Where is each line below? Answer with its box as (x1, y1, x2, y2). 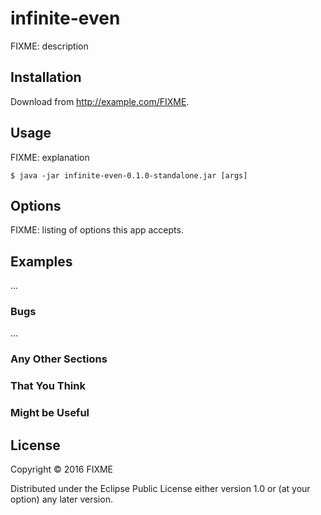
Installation (10, 69, 82, 86)
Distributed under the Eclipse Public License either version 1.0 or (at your (10, 483, 311, 495)
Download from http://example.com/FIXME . (10, 95, 190, 107)
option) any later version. (10, 493, 113, 506)
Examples (10, 253, 73, 270)
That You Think (10, 379, 86, 393)
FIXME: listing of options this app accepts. (10, 224, 184, 236)
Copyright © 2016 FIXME (10, 463, 114, 476)
